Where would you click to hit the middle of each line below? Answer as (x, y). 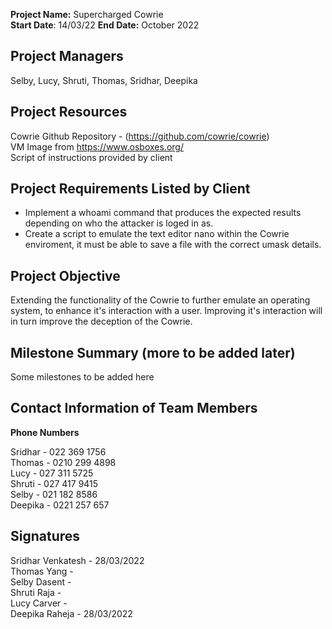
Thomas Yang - (42, 571)
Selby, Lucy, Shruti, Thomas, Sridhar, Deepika (104, 80)
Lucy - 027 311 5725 (52, 473)
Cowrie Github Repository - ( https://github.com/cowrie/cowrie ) (140, 136)
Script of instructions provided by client (91, 157)
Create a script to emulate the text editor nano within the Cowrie (157, 234)
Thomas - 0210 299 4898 (63, 462)
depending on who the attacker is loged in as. (119, 223)
